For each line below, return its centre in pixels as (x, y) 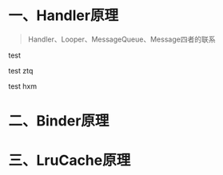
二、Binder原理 (59, 121)
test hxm (23, 86)
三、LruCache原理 (70, 161)
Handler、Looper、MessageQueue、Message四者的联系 (121, 39)
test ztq (21, 70)
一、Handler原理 (63, 16)
